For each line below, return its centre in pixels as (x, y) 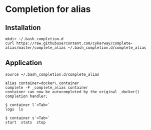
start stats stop (25, 122)
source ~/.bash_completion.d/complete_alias (52, 74)
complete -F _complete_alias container (47, 87)
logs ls (14, 109)
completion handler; (27, 96)
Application (24, 63)
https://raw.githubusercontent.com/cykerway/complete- (75, 43)
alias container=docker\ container (42, 83)
